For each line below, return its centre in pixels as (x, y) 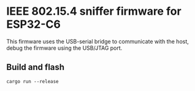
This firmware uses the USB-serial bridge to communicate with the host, (97, 41)
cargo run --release (33, 81)
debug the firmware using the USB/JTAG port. (64, 48)
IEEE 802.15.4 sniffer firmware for (94, 11)
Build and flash (36, 67)
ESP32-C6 (34, 24)
